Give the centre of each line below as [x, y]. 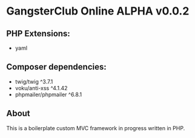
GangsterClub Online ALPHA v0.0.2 [98, 11]
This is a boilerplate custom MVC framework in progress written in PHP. [96, 128]
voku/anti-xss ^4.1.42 [41, 88]
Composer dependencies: [57, 67]
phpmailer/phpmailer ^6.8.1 [48, 94]
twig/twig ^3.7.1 [34, 81]
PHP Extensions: [38, 34]
